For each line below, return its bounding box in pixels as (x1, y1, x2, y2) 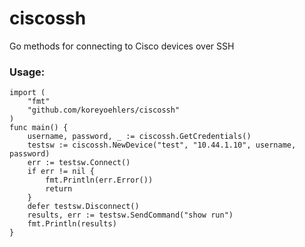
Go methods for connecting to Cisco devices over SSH (9, 40, 235, 52)
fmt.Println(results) (27, 219, 117, 229)
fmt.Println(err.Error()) (45, 175, 154, 186)
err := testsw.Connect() (27, 158, 131, 168)
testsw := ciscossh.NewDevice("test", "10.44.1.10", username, (27, 140, 297, 151)
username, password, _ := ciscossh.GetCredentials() (27, 132, 252, 142)
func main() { (9, 123, 69, 133)
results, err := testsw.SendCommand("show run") (27, 210, 234, 221)
